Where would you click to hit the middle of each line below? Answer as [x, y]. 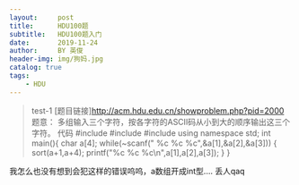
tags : [19, 76]
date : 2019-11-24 [54, 42]
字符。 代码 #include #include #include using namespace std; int [151, 133]
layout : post [42, 17]
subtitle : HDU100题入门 [56, 34]
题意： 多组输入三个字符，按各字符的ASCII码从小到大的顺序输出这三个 [161, 122]
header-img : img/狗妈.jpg [56, 59]
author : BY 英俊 [46, 51]
